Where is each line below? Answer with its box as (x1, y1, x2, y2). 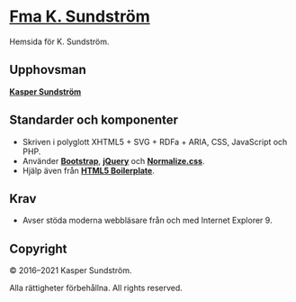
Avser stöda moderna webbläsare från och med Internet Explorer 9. (22, 215, 273, 226)
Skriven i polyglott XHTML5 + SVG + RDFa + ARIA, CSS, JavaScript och (22, 136, 288, 147)
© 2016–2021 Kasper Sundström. (9, 265, 132, 276)
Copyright (9, 241, 67, 256)
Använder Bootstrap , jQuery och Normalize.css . (22, 155, 205, 166)
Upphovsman (9, 62, 87, 78)
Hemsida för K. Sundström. (9, 36, 110, 47)
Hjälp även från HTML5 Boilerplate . (22, 165, 155, 176)
